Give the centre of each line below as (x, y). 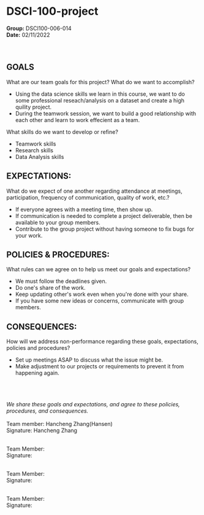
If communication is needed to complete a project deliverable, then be (104, 215)
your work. (29, 235)
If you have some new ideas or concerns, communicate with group (100, 301)
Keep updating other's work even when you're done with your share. (102, 294)
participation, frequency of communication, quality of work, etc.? (88, 197)
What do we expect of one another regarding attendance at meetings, (94, 191)
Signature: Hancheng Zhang (42, 430)
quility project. (33, 107)
